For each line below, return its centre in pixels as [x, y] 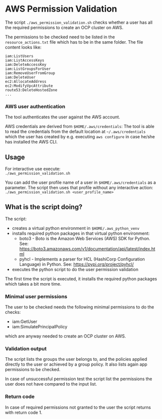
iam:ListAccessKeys [25, 60]
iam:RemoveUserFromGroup [30, 73]
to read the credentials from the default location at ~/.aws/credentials [75, 131]
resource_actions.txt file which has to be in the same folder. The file [74, 42]
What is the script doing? [44, 207]
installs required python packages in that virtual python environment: [81, 233]
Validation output [26, 349]
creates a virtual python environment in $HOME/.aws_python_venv [76, 228]
